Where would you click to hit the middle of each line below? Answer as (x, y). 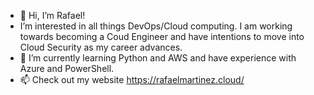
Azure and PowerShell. (67, 68)
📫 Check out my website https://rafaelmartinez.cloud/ (132, 79)
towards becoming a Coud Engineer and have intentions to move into (162, 36)
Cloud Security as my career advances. (101, 47)
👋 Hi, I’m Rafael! (52, 15)
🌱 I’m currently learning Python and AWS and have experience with (158, 58)
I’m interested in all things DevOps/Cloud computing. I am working (156, 26)
